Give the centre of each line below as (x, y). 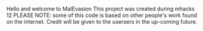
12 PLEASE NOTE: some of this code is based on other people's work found (102, 15)
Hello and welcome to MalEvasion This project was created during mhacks (101, 9)
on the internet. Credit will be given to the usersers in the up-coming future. (102, 22)
